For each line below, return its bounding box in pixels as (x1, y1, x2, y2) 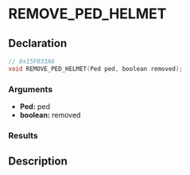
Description (8, 154, 68, 168)
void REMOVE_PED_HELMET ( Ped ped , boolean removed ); (8, 64, 183, 72)
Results (8, 130, 38, 141)
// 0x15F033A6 (8, 57, 56, 65)
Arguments (8, 84, 53, 95)
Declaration (8, 37, 68, 50)
